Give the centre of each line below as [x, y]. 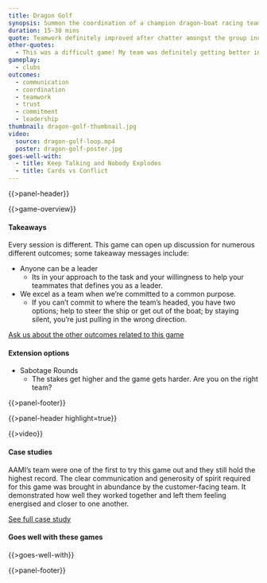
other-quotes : [32, 45]
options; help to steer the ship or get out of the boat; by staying [135, 311]
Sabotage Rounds [49, 371]
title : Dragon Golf [41, 16]
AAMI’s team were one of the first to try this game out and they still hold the [132, 469]
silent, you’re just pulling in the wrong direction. [109, 320]
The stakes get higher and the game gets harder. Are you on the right [145, 379]
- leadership [37, 119]
